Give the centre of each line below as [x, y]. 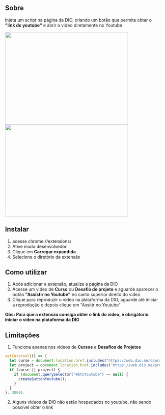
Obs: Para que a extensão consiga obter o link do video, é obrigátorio [77, 315]
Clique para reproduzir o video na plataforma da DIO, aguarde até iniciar [85, 300]
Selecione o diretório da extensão [46, 257]
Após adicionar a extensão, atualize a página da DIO [65, 284]
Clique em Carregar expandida [44, 252]
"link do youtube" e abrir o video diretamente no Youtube [64, 25]
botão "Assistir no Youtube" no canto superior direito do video [76, 295]
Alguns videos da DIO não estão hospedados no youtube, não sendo [82, 402]
